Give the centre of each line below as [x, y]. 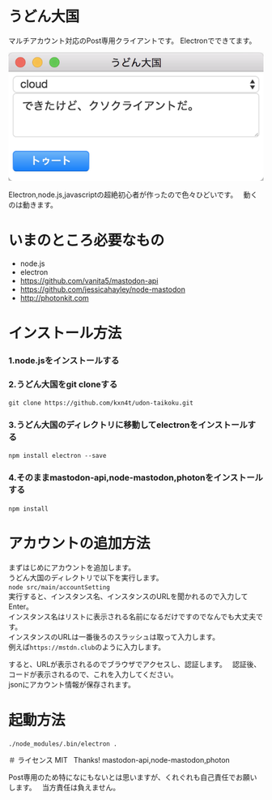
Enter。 [21, 606]
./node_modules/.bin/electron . [63, 744]
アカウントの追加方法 [80, 543]
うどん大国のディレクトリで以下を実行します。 [86, 577]
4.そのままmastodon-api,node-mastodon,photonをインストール [136, 477]
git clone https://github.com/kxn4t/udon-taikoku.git [101, 403]
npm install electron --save [57, 456]
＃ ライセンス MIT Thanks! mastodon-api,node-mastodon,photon [119, 759]
